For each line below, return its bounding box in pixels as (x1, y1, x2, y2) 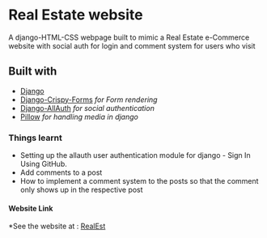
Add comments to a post (19, 168, 103, 177)
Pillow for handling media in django (19, 112, 139, 121)
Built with (8, 65, 57, 79)
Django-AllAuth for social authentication (19, 103, 155, 113)
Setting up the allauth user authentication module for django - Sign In (19, 151, 251, 160)
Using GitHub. (19, 159, 67, 169)
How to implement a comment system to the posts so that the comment (19, 176, 259, 186)
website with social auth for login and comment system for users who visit (8, 40, 256, 50)
